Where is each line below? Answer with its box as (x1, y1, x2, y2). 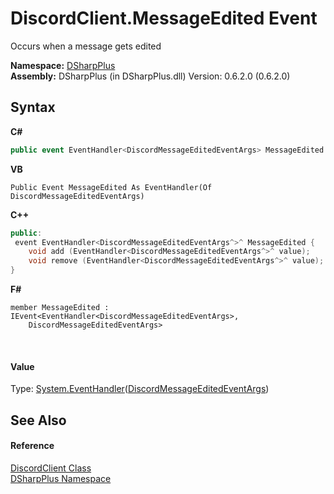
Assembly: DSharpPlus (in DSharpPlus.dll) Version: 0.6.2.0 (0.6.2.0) (10, 70, 291, 82)
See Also (10, 412, 67, 429)
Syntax (10, 99, 56, 116)
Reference (10, 440, 55, 452)
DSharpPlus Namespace (10, 472, 112, 484)
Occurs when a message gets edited (10, 40, 162, 52)
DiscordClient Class (10, 462, 92, 474)
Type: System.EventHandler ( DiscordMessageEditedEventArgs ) (10, 383, 270, 395)
